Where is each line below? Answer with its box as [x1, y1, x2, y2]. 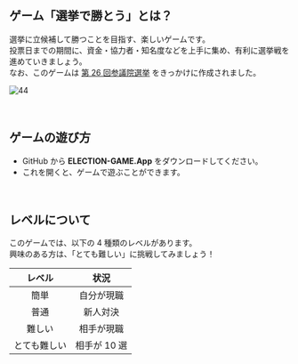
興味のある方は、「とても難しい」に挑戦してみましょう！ [9, 248, 215, 260]
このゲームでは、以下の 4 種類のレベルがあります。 [9, 238, 197, 248]
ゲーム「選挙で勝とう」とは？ [9, 8, 173, 24]
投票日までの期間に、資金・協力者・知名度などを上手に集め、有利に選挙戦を [9, 44, 290, 55]
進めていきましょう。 [9, 56, 87, 67]
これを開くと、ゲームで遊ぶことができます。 [21, 166, 185, 177]
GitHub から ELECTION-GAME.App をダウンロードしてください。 [21, 155, 263, 166]
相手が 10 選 [75, 339, 128, 352]
